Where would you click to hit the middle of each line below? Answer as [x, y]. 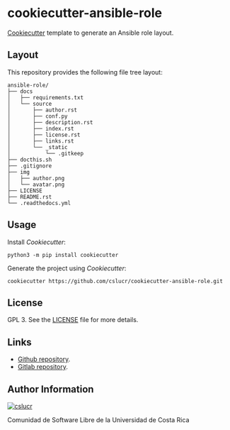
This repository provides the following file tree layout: [85, 72]
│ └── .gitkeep [45, 153]
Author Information [51, 389]
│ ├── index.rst [41, 128]
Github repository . [44, 359]
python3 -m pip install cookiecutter [63, 255]
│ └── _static [38, 147]
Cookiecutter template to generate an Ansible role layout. [91, 33]
